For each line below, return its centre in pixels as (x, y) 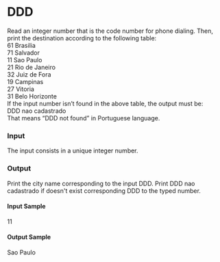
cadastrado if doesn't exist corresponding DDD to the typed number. (104, 191)
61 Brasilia (22, 45)
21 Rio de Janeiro (32, 67)
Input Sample (26, 207)
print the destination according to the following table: (82, 38)
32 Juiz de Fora (29, 74)
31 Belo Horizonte (32, 96)
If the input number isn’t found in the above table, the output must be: (105, 103)
